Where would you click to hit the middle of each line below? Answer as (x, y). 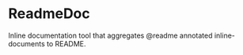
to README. (66, 43)
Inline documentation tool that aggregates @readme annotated (110, 35)
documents (27, 43)
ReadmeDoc (49, 14)
